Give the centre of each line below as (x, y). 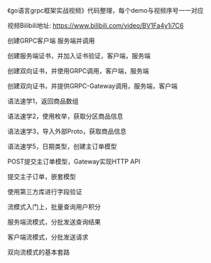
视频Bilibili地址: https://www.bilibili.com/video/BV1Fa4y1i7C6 (96, 26)
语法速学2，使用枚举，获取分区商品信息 (65, 116)
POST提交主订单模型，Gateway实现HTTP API (74, 161)
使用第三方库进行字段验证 (45, 192)
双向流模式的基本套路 (38, 252)
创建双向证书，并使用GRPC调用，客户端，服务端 (78, 71)
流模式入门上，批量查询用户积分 (54, 207)
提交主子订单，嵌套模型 (42, 177)
